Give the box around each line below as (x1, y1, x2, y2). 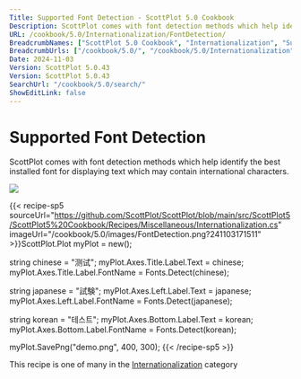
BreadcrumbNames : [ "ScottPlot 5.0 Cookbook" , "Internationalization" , (9, 38, 279, 48)
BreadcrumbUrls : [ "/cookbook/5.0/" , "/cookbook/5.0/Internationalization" (9, 47, 295, 56)
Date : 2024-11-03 (9, 55, 74, 64)
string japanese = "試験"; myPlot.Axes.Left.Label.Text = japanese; (9, 286, 252, 296)
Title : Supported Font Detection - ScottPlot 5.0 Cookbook (9, 13, 235, 22)
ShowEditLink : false (9, 88, 87, 97)
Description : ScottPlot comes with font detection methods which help (9, 22, 279, 31)
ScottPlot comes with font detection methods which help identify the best (9, 156, 280, 167)
